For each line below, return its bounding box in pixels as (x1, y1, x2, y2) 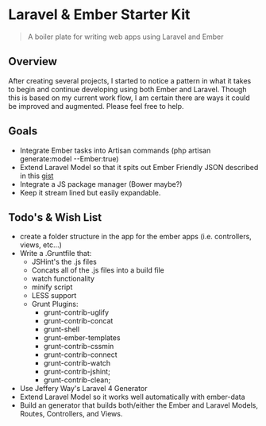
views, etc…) (19, 240, 62, 250)
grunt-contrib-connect (43, 350, 118, 359)
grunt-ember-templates (43, 333, 121, 343)
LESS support (31, 291, 77, 300)
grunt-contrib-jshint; (43, 367, 111, 377)
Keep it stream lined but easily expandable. (19, 188, 161, 197)
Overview (8, 55, 58, 68)
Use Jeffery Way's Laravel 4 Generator (19, 384, 148, 393)
